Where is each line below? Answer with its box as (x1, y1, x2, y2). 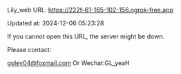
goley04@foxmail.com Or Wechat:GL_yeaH (7, 59, 130, 67)
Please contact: (7, 46, 52, 53)
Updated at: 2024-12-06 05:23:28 (7, 19, 104, 27)
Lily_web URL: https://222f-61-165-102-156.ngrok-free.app (7, 6, 174, 14)
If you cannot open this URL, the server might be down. (7, 32, 164, 40)
